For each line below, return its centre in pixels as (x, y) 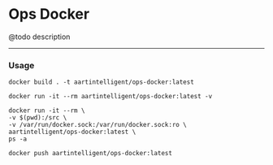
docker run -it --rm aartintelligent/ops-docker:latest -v (110, 97)
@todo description (39, 37)
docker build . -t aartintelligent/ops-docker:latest (102, 82)
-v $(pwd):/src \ (38, 118)
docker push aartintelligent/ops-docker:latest (91, 154)
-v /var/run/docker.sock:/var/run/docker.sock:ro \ (97, 125)
